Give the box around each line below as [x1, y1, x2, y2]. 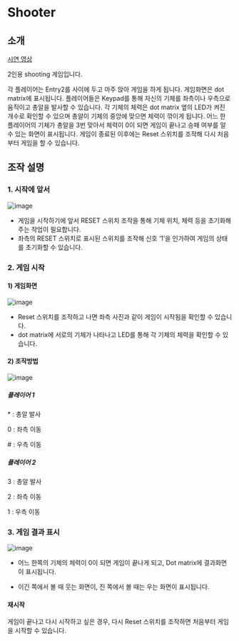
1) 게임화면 [7, 281, 38, 290]
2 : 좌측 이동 [7, 492, 41, 500]
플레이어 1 [7, 390, 35, 399]
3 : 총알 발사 [7, 477, 42, 485]
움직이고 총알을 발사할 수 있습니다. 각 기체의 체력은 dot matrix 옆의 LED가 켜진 [7, 103, 226, 111]
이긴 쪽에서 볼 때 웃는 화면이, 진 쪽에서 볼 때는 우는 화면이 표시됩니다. [17, 582, 210, 591]
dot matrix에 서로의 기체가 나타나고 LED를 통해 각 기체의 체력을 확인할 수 [17, 330, 221, 339]
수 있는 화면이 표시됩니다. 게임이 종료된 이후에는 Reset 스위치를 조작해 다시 [7, 130, 216, 138]
